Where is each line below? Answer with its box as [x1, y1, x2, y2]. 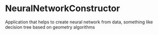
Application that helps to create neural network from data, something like [5, 19, 154, 25]
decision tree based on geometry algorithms [5, 24, 95, 30]
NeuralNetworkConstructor [5, 3, 120, 14]
